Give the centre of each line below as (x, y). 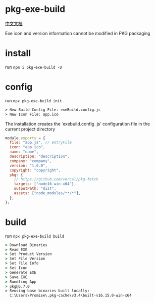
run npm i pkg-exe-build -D (34, 67)
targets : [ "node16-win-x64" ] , (45, 184)
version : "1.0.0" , (29, 166)
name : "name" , (24, 152)
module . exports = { (25, 138)
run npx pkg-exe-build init (34, 100)
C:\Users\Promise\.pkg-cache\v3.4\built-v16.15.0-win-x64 (71, 296)
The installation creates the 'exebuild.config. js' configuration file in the (77, 124)
